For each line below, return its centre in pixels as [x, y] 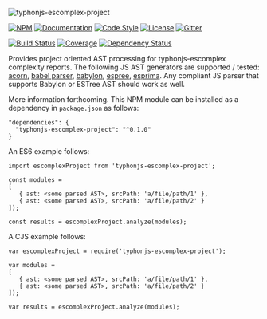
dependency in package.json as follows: [74, 108]
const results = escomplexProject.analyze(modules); [98, 222]
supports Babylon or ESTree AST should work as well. [97, 84]
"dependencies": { [39, 123]
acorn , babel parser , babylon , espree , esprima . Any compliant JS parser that [133, 75]
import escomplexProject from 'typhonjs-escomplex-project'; [112, 166]
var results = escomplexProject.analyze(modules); [94, 307]
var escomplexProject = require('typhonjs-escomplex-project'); [117, 251]
